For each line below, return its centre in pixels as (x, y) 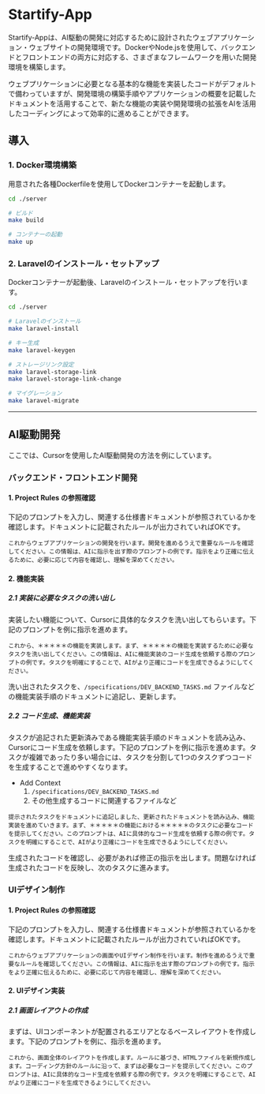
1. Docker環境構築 (43, 165)
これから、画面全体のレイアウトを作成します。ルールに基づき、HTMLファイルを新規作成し (132, 1058)
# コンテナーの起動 (35, 234)
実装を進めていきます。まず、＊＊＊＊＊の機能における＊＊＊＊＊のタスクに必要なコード (131, 825)
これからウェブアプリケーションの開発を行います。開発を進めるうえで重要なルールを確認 (131, 543)
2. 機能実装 (26, 579)
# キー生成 (24, 343)
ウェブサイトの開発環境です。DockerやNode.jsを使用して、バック (135, 47)
